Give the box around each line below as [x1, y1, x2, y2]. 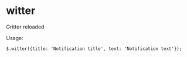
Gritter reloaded [6, 23, 45, 30]
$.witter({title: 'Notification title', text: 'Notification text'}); [6, 45, 182, 52]
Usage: [6, 34, 23, 41]
